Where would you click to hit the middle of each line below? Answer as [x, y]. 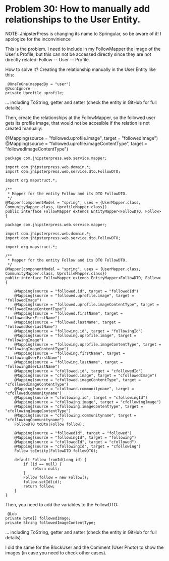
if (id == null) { [43, 464]
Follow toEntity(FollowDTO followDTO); [56, 451]
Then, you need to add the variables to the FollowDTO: [62, 504]
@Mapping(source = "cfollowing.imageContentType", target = [79, 406]
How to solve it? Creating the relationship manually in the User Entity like [81, 69]
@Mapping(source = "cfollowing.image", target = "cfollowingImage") [88, 402]
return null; [46, 469]
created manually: [24, 128]
